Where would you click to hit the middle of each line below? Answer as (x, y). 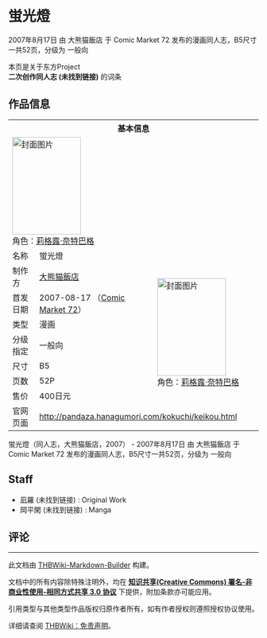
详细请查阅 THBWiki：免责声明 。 (62, 626)
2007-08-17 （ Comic (82, 298)
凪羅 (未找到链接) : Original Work (73, 500)
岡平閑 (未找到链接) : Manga (66, 509)
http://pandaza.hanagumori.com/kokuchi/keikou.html (138, 416)
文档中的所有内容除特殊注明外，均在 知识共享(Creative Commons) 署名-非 (130, 582)
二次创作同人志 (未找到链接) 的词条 (65, 76)
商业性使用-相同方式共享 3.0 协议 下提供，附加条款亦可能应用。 (112, 592)
